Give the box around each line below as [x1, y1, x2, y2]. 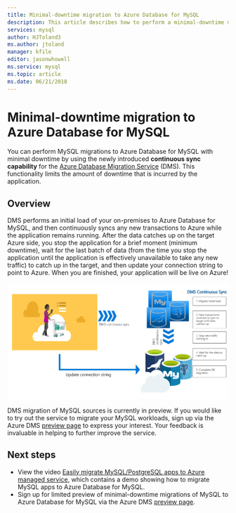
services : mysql [7, 26, 55, 33]
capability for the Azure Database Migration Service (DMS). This [7, 162, 195, 171]
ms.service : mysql [7, 63, 61, 70]
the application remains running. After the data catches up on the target [7, 231, 215, 240]
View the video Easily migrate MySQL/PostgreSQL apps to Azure [17, 467, 205, 476]
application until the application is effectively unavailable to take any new [7, 254, 218, 262]
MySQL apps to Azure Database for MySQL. [17, 482, 145, 491]
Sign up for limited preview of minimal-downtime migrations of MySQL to [17, 490, 229, 498]
